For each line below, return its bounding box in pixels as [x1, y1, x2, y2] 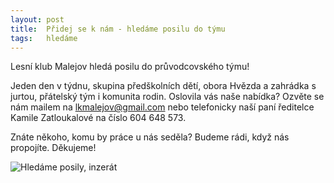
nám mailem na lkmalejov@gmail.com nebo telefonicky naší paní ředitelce [10, 101, 315, 113]
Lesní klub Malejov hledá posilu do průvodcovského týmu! [10, 61, 250, 73]
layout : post [10, 14, 65, 25]
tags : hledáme [10, 33, 78, 43]
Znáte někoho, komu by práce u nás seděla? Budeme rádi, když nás [10, 131, 290, 143]
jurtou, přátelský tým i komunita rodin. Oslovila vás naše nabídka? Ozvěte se [10, 91, 325, 103]
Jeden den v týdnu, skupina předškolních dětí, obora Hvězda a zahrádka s [10, 80, 317, 92]
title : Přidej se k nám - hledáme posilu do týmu [10, 24, 226, 34]
